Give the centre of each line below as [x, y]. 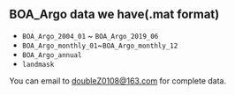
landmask [38, 64]
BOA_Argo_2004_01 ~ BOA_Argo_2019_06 [90, 35]
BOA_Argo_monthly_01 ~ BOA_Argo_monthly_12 [100, 45]
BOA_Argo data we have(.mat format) [114, 15]
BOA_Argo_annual [52, 55]
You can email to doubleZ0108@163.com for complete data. [118, 80]
